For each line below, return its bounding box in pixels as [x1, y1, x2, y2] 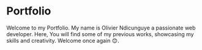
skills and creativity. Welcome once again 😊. [6, 37, 119, 44]
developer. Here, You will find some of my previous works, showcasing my [6, 30, 194, 37]
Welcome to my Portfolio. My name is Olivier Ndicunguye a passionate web [6, 24, 196, 31]
